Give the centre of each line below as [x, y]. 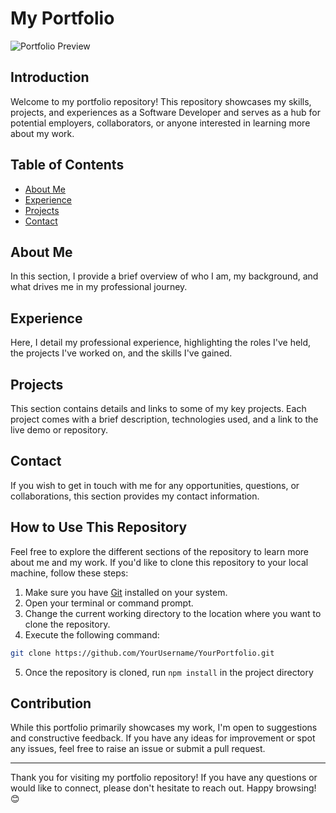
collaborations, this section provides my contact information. [135, 496]
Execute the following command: [92, 634]
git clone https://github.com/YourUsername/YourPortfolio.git [142, 653]
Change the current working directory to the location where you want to [173, 613]
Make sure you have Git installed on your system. [126, 592]
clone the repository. [67, 624]
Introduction [50, 77]
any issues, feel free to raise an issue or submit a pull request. [138, 749]
